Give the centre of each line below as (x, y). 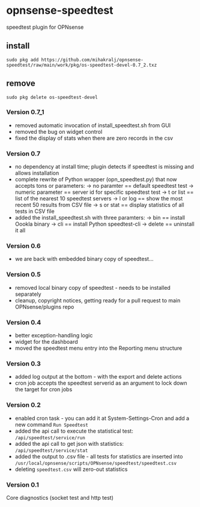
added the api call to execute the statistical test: (74, 431)
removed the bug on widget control (59, 131)
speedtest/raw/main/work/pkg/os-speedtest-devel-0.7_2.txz (82, 65)
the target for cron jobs (44, 389)
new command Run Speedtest (52, 424)
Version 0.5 (23, 275)
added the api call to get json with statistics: (69, 443)
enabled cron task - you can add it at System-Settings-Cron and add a (102, 418)
